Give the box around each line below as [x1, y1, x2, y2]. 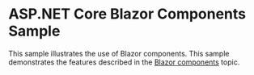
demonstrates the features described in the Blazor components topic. [8, 57, 240, 67]
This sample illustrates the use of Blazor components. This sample [8, 48, 230, 58]
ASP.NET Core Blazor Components [8, 5, 247, 23]
